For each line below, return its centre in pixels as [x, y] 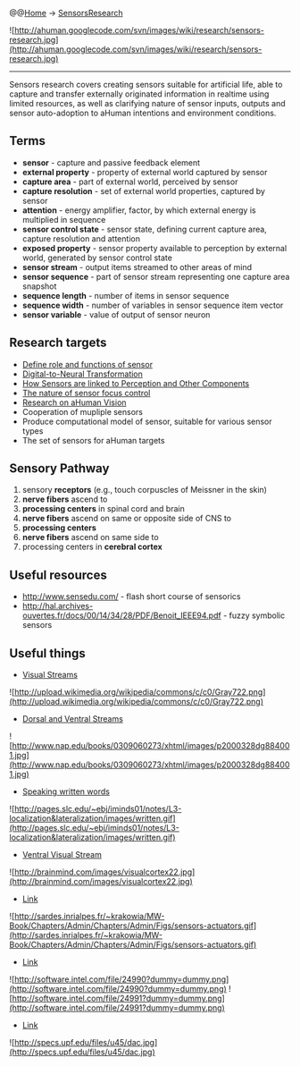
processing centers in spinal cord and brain [103, 509]
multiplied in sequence [64, 219]
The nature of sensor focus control [86, 393]
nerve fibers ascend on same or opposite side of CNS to [127, 519]
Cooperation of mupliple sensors [82, 411]
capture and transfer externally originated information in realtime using [139, 94]
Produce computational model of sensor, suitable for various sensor [147, 421]
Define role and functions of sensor [87, 364]
